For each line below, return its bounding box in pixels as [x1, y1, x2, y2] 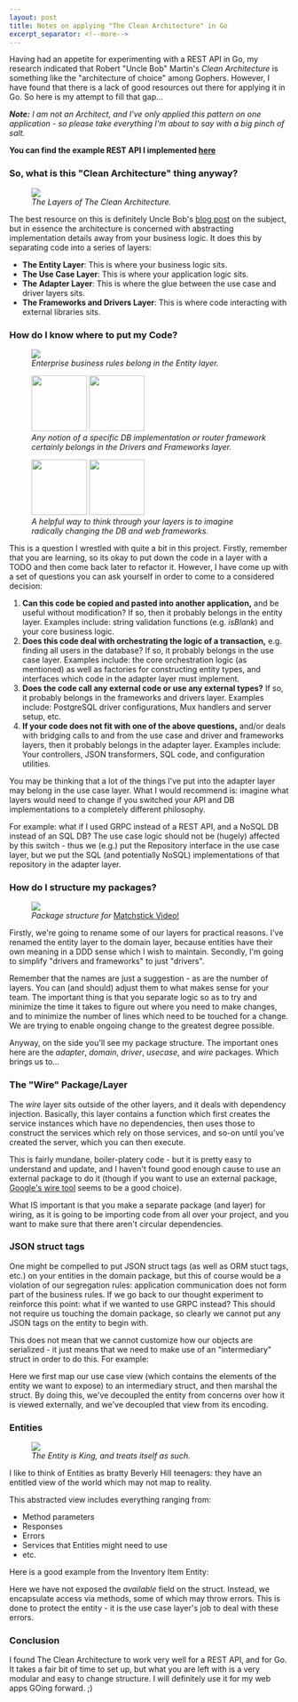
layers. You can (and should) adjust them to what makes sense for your [9, 983, 270, 993]
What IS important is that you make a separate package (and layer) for [9, 1200, 266, 1210]
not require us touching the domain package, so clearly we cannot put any [9, 1308, 281, 1319]
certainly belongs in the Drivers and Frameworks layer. [31, 441, 232, 452]
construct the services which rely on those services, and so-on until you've [9, 1127, 285, 1138]
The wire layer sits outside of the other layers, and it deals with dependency [9, 1099, 286, 1110]
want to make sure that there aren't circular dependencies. [9, 1218, 223, 1229]
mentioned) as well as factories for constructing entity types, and [21, 663, 262, 674]
